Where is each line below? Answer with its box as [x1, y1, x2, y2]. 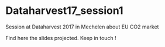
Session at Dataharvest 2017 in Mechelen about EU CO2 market [5, 23, 159, 30]
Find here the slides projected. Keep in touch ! [5, 34, 116, 41]
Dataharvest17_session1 [5, 4, 123, 17]
